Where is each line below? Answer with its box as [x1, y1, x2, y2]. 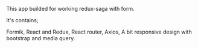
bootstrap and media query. [6, 35, 75, 41]
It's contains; [6, 17, 39, 23]
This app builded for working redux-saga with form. [6, 5, 135, 12]
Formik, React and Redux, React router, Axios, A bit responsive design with [6, 28, 192, 35]
